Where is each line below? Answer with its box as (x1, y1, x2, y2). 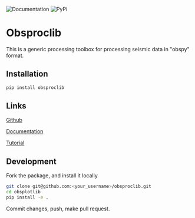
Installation (6, 69, 48, 79)
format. (6, 52, 24, 59)
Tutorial (6, 139, 25, 147)
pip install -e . (6, 194, 49, 200)
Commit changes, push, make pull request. (6, 205, 110, 212)
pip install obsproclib (6, 84, 65, 91)
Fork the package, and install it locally (6, 172, 98, 179)
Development (6, 156, 57, 166)
